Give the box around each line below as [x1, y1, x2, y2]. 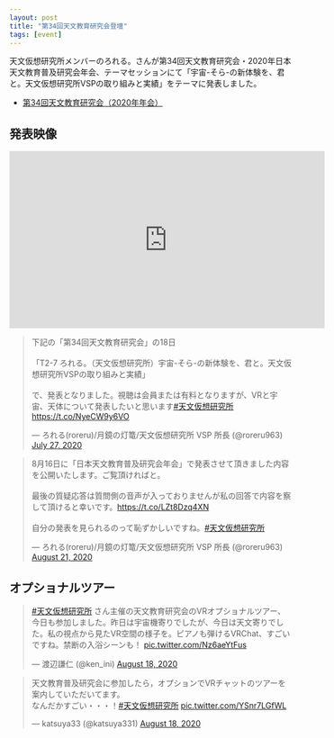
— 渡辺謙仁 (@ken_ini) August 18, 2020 [31, 659, 178, 669]
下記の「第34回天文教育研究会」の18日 [31, 337, 176, 347]
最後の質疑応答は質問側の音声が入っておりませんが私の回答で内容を [31, 490, 284, 501]
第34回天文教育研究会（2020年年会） [22, 97, 164, 108]
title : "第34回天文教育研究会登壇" [9, 22, 128, 31]
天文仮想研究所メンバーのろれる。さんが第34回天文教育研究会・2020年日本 [9, 56, 292, 67]
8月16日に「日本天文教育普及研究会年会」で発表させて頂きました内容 [31, 458, 290, 469]
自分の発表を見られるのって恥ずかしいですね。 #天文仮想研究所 [31, 523, 266, 534]
